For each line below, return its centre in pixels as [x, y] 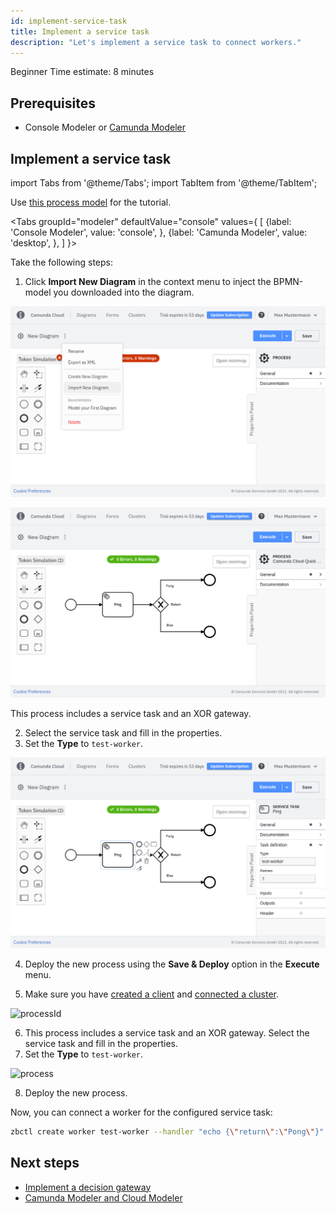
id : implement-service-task [69, 21]
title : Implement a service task [80, 31]
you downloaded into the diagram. [124, 292]
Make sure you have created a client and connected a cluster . [152, 994]
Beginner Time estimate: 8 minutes [82, 72]
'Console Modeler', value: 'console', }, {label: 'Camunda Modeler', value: [159, 232]
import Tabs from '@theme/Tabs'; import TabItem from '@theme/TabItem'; [164, 183]
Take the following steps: [62, 262]
